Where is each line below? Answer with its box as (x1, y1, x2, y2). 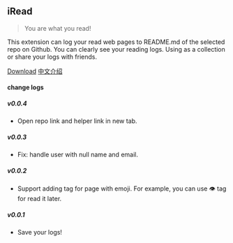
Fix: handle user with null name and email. (17, 150, 138, 159)
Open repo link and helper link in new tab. (17, 117, 137, 125)
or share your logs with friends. (7, 52, 98, 61)
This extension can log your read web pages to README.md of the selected (7, 38, 225, 46)
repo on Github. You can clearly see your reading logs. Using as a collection (7, 45, 225, 53)
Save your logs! (17, 228, 63, 237)
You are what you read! (24, 24, 91, 32)
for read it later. (17, 195, 62, 203)
